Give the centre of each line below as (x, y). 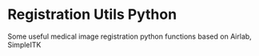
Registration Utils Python (92, 15)
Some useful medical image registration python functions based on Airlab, (130, 36)
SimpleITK (24, 44)
